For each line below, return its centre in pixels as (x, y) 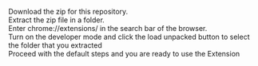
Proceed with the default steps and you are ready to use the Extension (124, 54)
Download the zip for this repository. (68, 12)
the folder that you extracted (55, 45)
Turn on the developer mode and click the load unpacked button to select (129, 37)
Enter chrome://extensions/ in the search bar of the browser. (108, 28)
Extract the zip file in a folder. (57, 20)
